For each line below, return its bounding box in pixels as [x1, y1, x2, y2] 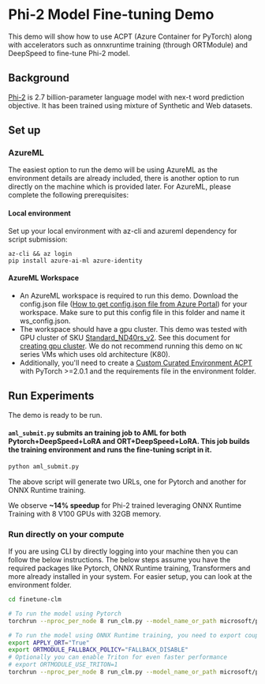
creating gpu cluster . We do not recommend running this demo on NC [19, 341, 243, 351]
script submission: [8, 235, 69, 244]
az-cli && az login [8, 250, 73, 257]
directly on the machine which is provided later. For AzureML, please [8, 182, 231, 191]
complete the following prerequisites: [8, 190, 129, 200]
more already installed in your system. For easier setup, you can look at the [8, 572, 252, 581]
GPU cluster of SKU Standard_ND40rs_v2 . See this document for [19, 333, 230, 342]
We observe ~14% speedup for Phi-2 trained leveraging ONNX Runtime [8, 500, 242, 510]
